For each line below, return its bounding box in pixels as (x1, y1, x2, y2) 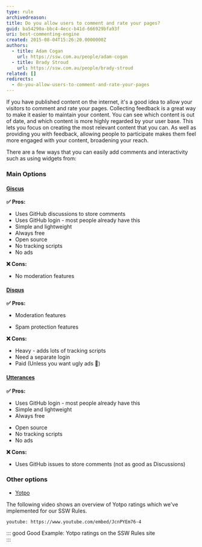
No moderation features (14, 273, 75, 280)
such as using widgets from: (6, 155, 77, 162)
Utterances (6, 373, 35, 381)
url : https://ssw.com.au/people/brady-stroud (17, 65, 134, 71)
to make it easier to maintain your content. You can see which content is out (6, 111, 195, 118)
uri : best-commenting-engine (6, 31, 80, 37)
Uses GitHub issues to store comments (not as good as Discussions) (14, 460, 186, 467)
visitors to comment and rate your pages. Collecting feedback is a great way (6, 105, 196, 112)
